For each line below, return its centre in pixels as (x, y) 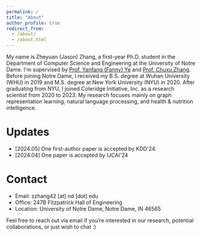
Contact (27, 179)
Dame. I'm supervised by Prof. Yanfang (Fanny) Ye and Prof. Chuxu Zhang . (98, 69)
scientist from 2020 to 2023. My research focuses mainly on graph (89, 95)
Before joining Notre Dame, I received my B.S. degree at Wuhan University (98, 76)
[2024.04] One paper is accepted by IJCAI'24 (71, 155)
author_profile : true (33, 23)
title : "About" (25, 17)
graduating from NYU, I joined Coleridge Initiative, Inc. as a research (91, 89)
